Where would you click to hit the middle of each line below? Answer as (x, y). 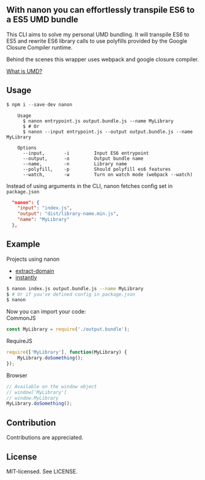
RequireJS (19, 341)
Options (27, 148)
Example (23, 244)
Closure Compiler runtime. (39, 47)
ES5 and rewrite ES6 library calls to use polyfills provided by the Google (97, 41)
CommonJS (21, 318)
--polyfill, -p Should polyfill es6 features (97, 169)
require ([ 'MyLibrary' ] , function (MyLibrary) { (67, 352)
